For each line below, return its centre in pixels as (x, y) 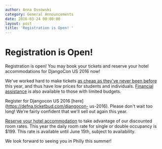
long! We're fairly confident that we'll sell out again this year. (66, 112)
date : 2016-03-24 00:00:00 (33, 19)
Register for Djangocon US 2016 (38, 101)
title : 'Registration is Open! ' (39, 28)
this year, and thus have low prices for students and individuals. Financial (79, 86)
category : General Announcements (39, 14)
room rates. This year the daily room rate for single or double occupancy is (81, 126)
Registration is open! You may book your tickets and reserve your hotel (77, 66)
